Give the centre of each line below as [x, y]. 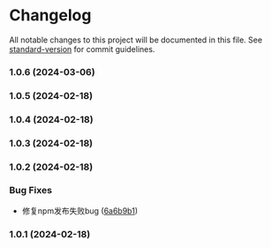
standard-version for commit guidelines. [82, 49]
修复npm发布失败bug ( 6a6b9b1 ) [80, 210]
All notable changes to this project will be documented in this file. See [136, 40]
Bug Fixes [31, 191]
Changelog [50, 15]
